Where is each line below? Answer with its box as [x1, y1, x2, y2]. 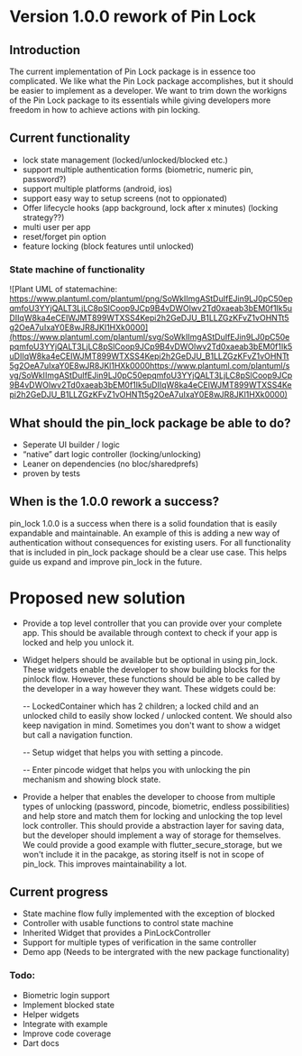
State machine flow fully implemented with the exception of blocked [22, 908, 275, 919]
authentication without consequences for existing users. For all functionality [9, 537, 291, 547]
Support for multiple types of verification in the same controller [22, 937, 257, 948]
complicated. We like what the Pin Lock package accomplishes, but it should [9, 76, 294, 87]
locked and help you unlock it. [22, 637, 134, 647]
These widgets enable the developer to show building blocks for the [22, 664, 276, 675]
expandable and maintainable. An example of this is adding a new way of [9, 528, 280, 538]
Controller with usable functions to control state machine [22, 918, 234, 929]
